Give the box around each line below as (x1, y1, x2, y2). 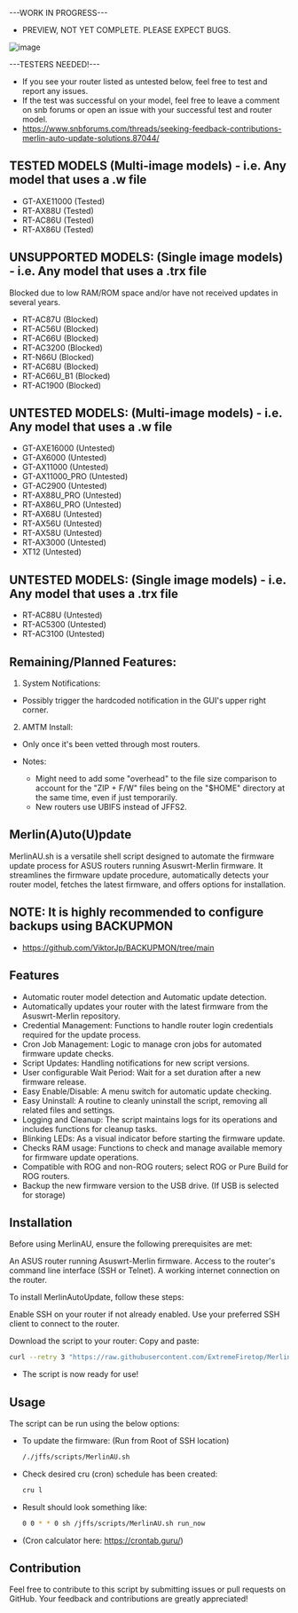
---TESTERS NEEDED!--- (9, 59, 100, 69)
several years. (9, 296, 60, 307)
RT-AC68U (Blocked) (21, 361, 99, 372)
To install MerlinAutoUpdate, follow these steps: (9, 1292, 184, 1302)
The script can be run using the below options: (9, 1419, 180, 1428)
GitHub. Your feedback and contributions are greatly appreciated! (9, 1593, 248, 1604)
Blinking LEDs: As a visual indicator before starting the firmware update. (21, 1133, 286, 1144)
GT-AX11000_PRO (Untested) (21, 471, 129, 482)
